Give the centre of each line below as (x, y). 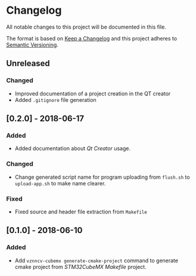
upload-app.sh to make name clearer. (60, 183)
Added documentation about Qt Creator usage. (73, 148)
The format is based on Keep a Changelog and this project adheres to (92, 38)
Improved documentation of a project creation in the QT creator (93, 94)
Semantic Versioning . (32, 45)
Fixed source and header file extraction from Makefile (81, 212)
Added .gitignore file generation (55, 100)
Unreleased (28, 63)
